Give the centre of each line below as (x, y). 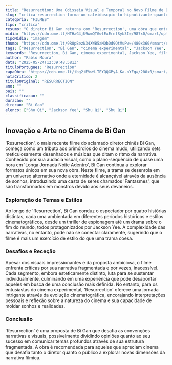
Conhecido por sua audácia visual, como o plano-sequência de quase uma (84, 159)
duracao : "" (18, 100)
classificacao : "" (25, 96)
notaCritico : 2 (21, 77)
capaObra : (16, 72)
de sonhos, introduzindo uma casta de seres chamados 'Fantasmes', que (82, 181)
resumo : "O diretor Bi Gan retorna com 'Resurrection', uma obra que (81, 29)
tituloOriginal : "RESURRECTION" (40, 81)
